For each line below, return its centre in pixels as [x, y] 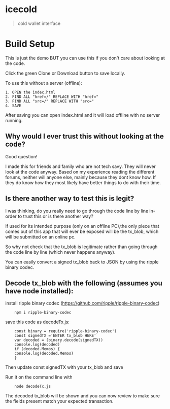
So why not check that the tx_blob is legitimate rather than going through [81, 247]
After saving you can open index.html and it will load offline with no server [83, 115]
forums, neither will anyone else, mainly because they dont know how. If [81, 177]
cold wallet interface [39, 23]
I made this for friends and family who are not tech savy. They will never [81, 166]
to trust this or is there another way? [56, 216]
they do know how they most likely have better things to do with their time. [83, 182]
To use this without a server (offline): [44, 83]
